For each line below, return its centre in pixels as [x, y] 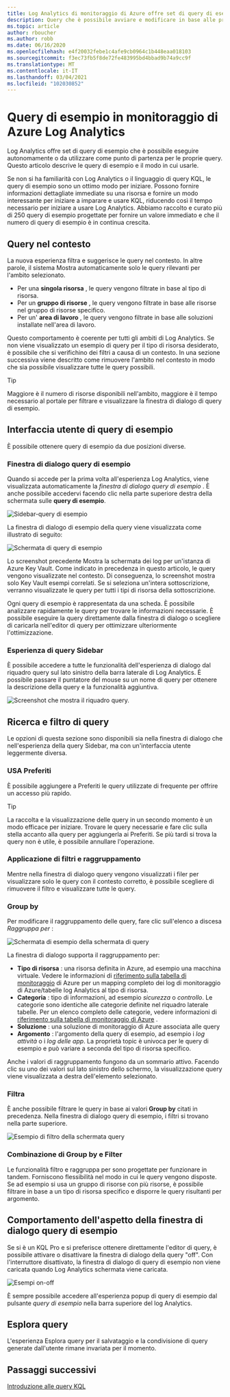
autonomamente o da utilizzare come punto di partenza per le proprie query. [115, 158]
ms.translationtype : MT [41, 64]
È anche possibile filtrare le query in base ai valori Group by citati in [103, 1109]
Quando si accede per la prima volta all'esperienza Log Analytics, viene [108, 479]
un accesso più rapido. [39, 793]
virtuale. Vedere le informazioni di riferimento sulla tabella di [102, 976]
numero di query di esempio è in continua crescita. [79, 223]
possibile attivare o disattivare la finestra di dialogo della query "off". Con [110, 1254]
